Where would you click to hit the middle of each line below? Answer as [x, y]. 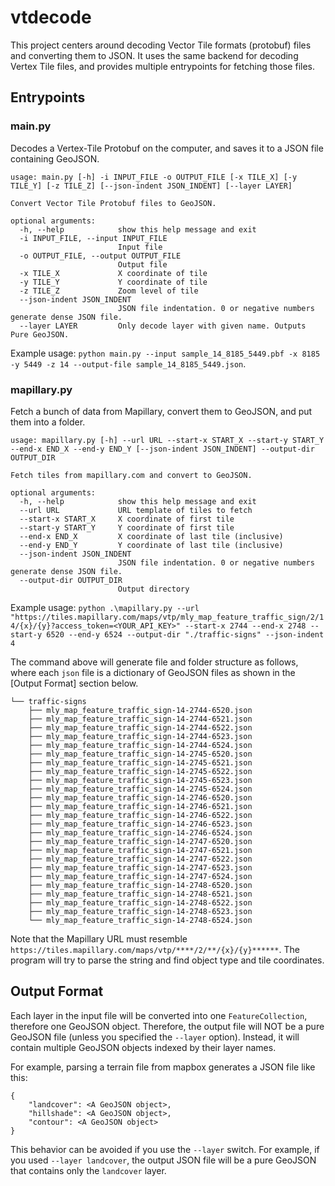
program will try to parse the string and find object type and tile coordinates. [167, 960]
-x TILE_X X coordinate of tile [113, 273]
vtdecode [51, 17]
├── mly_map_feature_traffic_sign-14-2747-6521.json [140, 850]
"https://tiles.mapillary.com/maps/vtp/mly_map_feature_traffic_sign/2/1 [167, 617]
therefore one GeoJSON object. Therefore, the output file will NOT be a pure [167, 1026]
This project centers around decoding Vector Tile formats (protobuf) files [161, 45]
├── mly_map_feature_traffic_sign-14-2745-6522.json [140, 771]
